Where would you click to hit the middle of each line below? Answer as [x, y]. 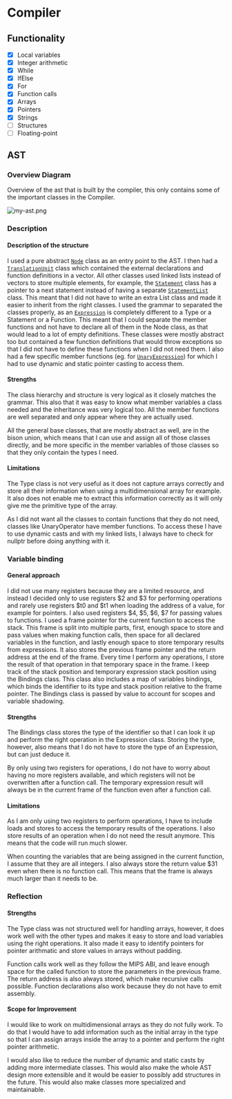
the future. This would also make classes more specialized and [97, 1082]
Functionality [36, 38]
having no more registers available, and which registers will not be [101, 775]
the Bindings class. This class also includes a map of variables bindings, [110, 679]
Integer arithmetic [42, 63]
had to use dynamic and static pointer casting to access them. [96, 363]
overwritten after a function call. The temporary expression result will [105, 783]
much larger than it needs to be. [52, 879]
